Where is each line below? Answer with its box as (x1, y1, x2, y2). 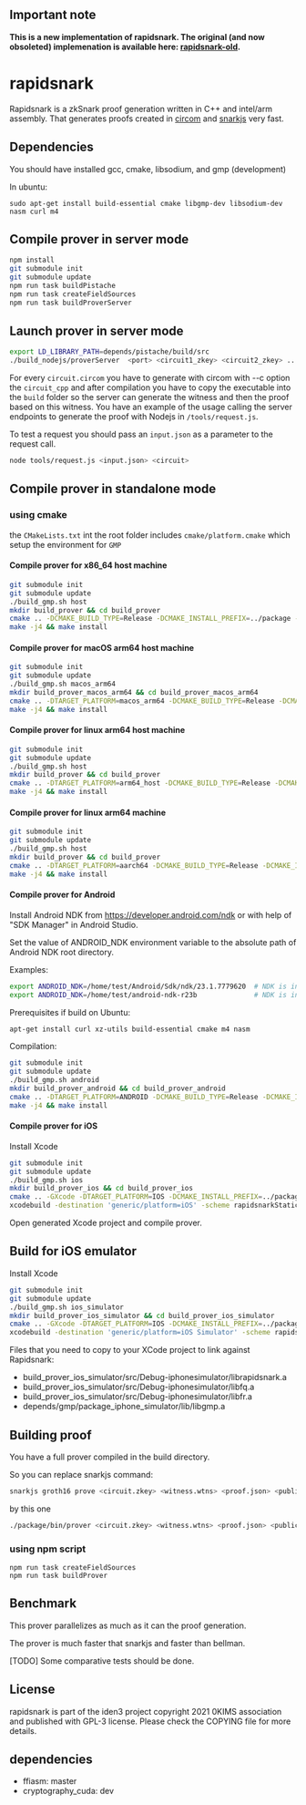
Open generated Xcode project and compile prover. (9, 1217, 203, 1229)
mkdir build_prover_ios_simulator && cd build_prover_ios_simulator (9, 1311, 275, 1320)
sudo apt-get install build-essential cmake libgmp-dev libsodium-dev (9, 199, 283, 208)
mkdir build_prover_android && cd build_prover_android (9, 1084, 226, 1093)
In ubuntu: (9, 181, 48, 192)
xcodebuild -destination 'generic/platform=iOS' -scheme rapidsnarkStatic (9, 1201, 300, 1211)
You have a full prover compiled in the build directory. (9, 1451, 210, 1462)
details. (9, 1725, 37, 1736)
